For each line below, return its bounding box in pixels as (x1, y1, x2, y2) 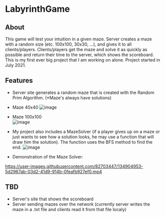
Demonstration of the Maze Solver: (12, 154, 84, 159)
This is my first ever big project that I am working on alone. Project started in (5, 57, 160, 62)
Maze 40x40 (12, 104, 38, 110)
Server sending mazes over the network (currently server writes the (12, 201, 150, 207)
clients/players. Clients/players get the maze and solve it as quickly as (5, 47, 148, 52)
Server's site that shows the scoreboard (12, 196, 94, 202)
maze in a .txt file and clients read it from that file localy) (12, 206, 127, 212)
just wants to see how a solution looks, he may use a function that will (12, 134, 154, 140)
